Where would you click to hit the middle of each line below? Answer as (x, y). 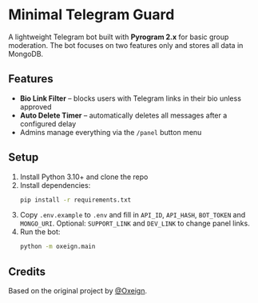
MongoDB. (26, 54)
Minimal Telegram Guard (91, 15)
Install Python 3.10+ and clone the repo (84, 177)
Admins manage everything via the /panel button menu (111, 132)
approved (36, 106)
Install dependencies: (55, 185)
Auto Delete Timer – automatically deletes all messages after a (123, 115)
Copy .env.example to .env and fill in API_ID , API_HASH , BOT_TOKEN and (133, 215)
